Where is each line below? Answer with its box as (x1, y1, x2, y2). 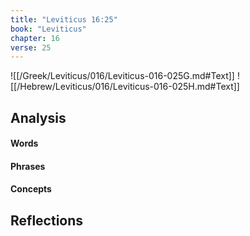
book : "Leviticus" (10, 24, 87, 34)
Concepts (10, 183, 52, 195)
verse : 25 (10, 42, 52, 53)
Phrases (10, 160, 46, 172)
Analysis (10, 109, 67, 126)
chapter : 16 (10, 33, 60, 43)
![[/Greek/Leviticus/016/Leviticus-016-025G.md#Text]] (10, 70, 235, 82)
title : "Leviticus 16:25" (10, 14, 118, 25)
